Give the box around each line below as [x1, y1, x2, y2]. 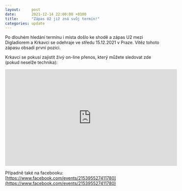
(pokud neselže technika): [5, 59, 58, 65]
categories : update [5, 21, 45, 26]
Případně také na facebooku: [5, 170, 64, 176]
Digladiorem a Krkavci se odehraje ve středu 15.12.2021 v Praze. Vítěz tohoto [5, 40, 159, 46]
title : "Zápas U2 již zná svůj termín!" [5, 16, 100, 21]
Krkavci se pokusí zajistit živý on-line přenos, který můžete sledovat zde [5, 55, 151, 60]
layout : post [5, 7, 41, 12]
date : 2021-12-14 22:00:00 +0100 [5, 12, 87, 17]
